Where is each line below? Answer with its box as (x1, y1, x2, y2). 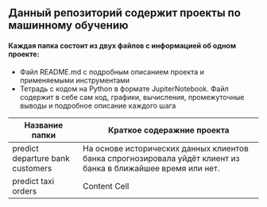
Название (24, 119, 64, 130)
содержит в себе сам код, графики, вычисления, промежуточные (19, 92, 245, 102)
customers (12, 163, 52, 174)
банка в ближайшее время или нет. (83, 163, 220, 174)
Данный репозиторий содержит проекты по (8, 6, 241, 20)
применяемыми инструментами (19, 75, 130, 85)
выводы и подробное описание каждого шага (19, 101, 176, 110)
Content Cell (83, 180, 130, 191)
